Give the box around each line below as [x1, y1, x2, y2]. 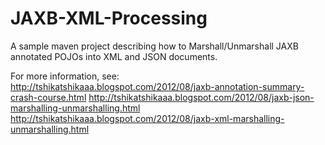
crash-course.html [10, 91, 87, 103]
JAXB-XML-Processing [10, 7, 208, 30]
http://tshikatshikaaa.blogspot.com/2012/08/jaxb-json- [88, 91, 315, 103]
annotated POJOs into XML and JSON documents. [10, 50, 218, 62]
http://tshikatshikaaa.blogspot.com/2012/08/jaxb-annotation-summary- [10, 80, 305, 92]
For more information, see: [10, 70, 120, 82]
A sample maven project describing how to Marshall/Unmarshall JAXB [10, 40, 299, 52]
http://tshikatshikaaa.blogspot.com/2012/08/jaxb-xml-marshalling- [10, 112, 285, 124]
